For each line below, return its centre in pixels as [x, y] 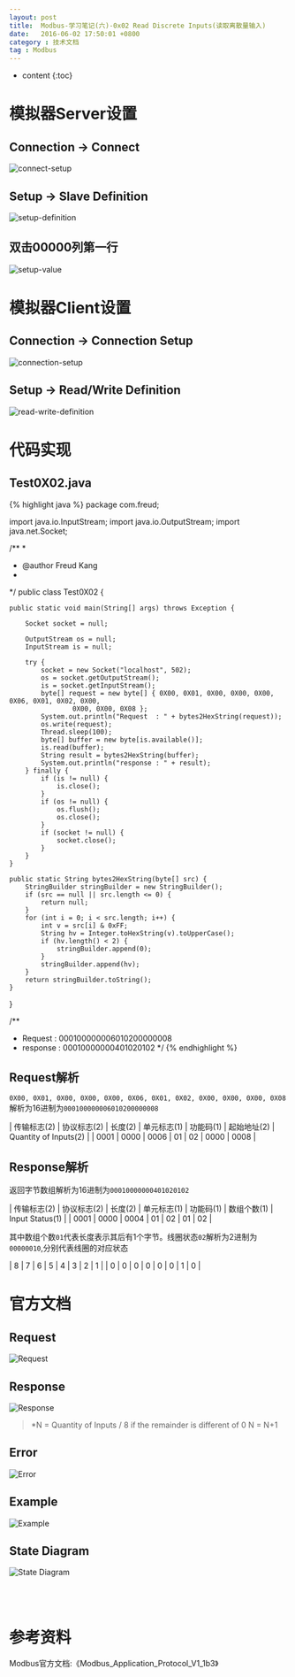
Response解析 [49, 1167]
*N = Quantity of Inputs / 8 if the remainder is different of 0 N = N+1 [154, 1425]
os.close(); [78, 817]
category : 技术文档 [44, 42]
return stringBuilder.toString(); [88, 980]
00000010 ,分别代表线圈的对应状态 [69, 1248]
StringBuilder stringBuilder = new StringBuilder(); [124, 887]
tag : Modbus [33, 50]
